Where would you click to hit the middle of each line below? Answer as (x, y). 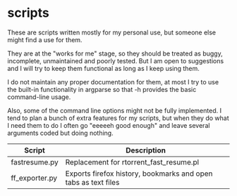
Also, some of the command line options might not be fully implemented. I (115, 110)
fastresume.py (35, 162)
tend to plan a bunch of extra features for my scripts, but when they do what (118, 118)
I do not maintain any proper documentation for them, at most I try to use (113, 81)
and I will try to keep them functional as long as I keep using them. (103, 68)
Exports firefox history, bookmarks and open (139, 174)
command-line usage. (39, 97)
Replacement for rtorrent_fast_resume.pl (132, 162)
